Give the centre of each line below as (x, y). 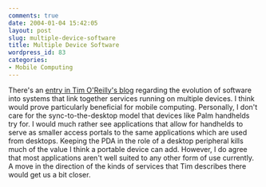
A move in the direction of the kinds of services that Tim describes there (127, 166)
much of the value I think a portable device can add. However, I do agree (128, 149)
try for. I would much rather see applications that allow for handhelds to (126, 123)
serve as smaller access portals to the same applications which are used (128, 132)
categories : (28, 60)
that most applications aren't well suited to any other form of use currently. (131, 158)
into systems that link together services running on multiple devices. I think (131, 98)
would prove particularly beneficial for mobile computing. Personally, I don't (133, 107)
